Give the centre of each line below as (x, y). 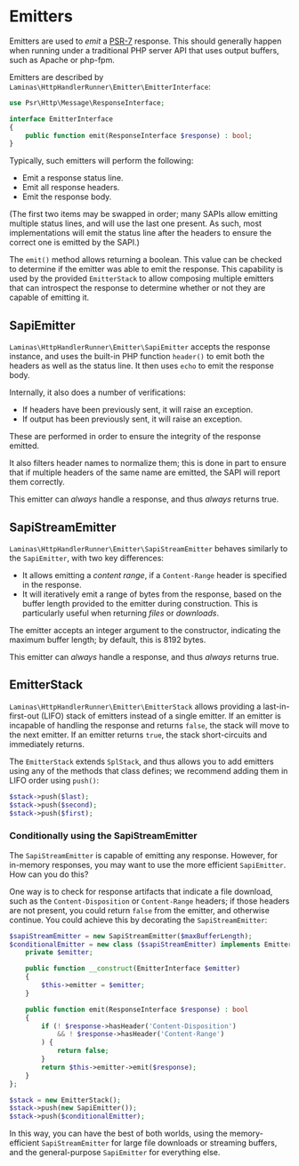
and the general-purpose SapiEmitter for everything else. (115, 1153)
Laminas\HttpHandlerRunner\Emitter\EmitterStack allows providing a (135, 706)
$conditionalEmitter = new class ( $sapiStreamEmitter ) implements (135, 945)
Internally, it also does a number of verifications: (97, 392)
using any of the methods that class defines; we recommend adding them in (149, 770)
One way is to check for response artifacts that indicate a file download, (141, 891)
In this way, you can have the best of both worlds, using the (119, 1134)
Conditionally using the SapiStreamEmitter (103, 836)
